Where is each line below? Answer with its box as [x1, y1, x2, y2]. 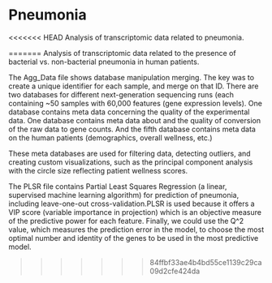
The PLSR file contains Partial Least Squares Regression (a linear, [8, 181, 227, 191]
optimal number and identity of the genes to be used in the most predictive [8, 233, 259, 242]
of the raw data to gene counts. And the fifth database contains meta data [8, 124, 256, 134]
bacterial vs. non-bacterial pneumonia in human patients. [8, 57, 200, 66]
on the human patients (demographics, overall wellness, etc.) [8, 132, 213, 143]
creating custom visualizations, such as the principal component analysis [8, 157, 253, 167]
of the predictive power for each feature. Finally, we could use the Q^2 [8, 216, 244, 225]
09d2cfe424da [149, 266, 201, 276]
